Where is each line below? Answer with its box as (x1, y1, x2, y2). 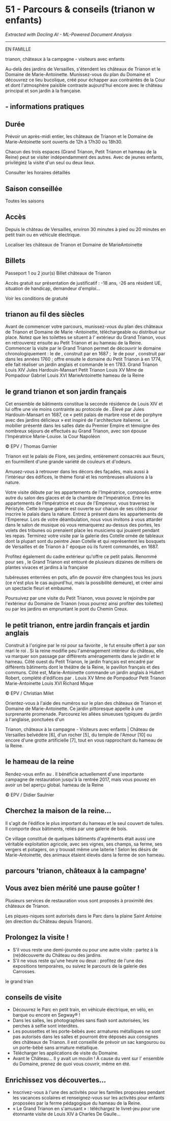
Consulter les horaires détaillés (5, 170, 70, 176)
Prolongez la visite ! (5, 933, 69, 942)
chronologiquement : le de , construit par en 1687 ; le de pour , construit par (5, 351, 165, 357)
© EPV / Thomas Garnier (5, 443, 58, 449)
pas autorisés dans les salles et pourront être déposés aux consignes (12, 1034, 159, 1040)
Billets (5, 257, 25, 265)
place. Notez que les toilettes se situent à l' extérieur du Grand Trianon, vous (5, 334, 166, 340)
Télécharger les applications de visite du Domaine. (12, 1050, 119, 1056)
